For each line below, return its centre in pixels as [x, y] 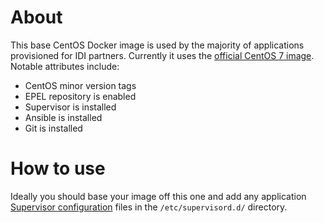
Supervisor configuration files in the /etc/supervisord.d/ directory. [149, 207]
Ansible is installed [63, 117]
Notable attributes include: [65, 66]
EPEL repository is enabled [80, 96]
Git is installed [53, 128]
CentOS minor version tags [80, 85]
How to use [58, 168]
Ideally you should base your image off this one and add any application [158, 196]
